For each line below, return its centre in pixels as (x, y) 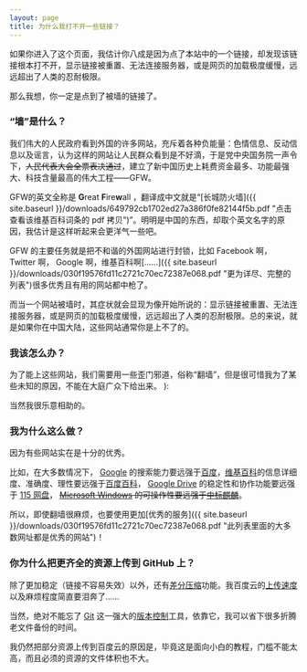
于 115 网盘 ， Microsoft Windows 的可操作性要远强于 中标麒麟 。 (128, 495)
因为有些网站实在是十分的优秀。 (69, 453)
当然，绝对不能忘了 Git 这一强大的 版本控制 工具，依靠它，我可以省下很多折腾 (153, 615)
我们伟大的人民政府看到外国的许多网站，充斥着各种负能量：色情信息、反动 (149, 143)
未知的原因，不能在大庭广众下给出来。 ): (93, 386)
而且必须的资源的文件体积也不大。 (89, 657)
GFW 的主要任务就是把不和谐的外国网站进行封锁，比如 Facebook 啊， (141, 250)
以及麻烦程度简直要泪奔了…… (65, 596)
